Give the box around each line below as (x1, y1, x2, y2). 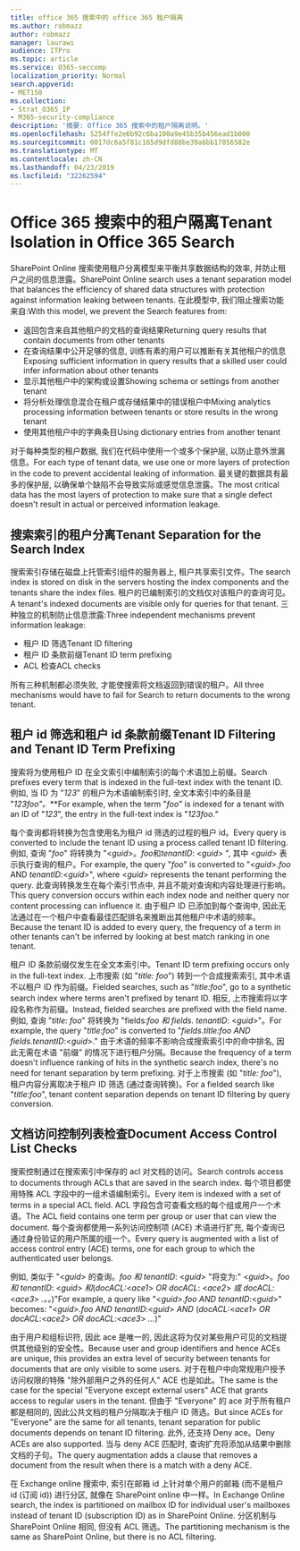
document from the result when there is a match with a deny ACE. (10, 1460, 253, 1470)
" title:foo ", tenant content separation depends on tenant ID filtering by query (10, 1088, 291, 1099)
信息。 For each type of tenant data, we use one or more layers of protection (10, 457, 290, 468)
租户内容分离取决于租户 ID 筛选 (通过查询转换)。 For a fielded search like (10, 1078, 275, 1089)
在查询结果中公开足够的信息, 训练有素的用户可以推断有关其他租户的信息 (22, 345, 287, 356)
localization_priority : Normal (10, 72, 127, 81)
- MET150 (10, 88, 43, 97)
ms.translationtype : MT (10, 146, 99, 155)
